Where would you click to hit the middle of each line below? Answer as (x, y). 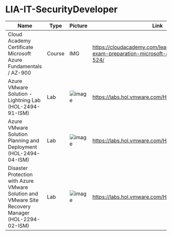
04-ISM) (19, 160)
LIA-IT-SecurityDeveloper (61, 9)
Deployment (23, 147)
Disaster (18, 168)
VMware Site (23, 200)
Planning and (24, 140)
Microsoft (19, 53)
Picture (79, 26)
